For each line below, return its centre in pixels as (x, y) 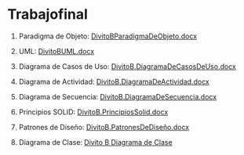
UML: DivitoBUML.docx (56, 51)
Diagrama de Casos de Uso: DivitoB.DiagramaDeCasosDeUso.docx (127, 66)
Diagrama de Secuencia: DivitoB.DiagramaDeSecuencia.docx (118, 96)
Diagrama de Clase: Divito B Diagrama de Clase (96, 142)
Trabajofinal (47, 14)
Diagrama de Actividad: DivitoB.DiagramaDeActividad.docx (114, 81)
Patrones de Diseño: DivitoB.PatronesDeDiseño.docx (104, 127)
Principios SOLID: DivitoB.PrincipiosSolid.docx (93, 112)
